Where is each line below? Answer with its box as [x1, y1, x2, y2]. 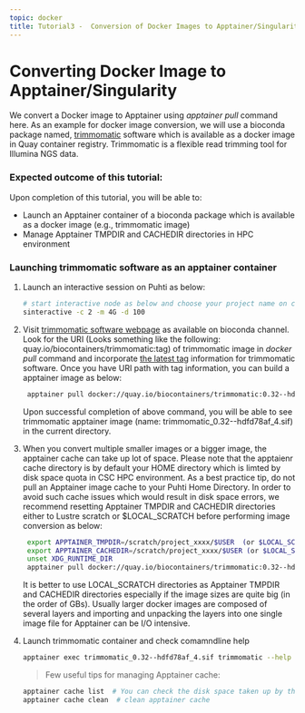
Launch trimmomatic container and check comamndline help [22, 636, 250, 647]
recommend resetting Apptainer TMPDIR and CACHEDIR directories [22, 501, 276, 512]
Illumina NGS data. [9, 149, 79, 160]
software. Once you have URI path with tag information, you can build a [22, 362, 290, 373]
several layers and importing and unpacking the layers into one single [22, 609, 283, 620]
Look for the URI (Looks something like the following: [22, 333, 221, 345]
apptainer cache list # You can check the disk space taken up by [22, 687, 283, 697]
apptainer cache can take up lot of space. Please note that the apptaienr [22, 453, 293, 464]
